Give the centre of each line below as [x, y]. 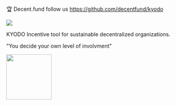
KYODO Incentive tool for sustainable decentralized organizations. [88, 34]
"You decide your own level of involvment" [59, 46]
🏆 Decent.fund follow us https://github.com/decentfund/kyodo [85, 9]
